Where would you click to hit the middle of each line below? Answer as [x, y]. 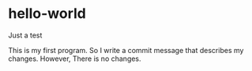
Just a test [25, 35]
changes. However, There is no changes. [75, 59]
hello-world [47, 14]
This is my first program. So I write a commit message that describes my [126, 50]
